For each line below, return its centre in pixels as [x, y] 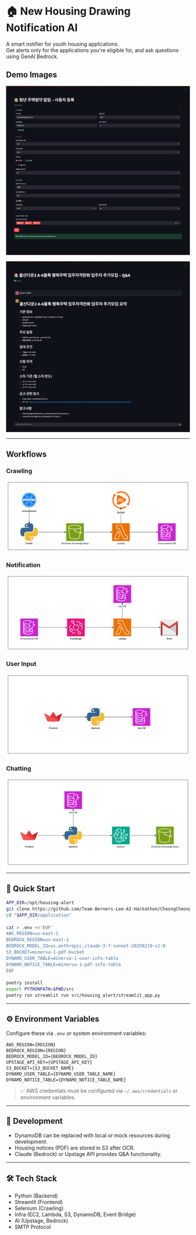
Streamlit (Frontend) [38, 1202]
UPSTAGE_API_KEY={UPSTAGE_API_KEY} [49, 1062]
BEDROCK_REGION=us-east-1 [37, 940]
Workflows [26, 454]
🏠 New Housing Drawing [69, 11]
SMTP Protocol [33, 1227]
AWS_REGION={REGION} [31, 1045]
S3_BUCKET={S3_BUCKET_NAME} [40, 1068]
